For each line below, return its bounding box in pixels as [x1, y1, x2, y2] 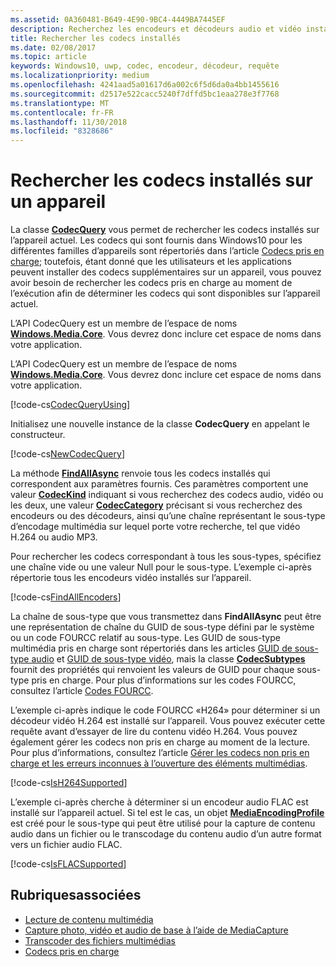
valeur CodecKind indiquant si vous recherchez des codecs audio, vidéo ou [10, 489, 324, 501]
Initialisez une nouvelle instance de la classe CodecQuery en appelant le [10, 418, 310, 430]
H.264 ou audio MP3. [10, 531, 98, 543]
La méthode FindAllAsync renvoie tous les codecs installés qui [10, 467, 271, 480]
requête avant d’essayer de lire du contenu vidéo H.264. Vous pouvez [10, 726, 298, 738]
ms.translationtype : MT [10, 98, 110, 108]
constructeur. [10, 429, 66, 441]
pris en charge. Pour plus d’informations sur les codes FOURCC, [31, 674, 297, 686]
